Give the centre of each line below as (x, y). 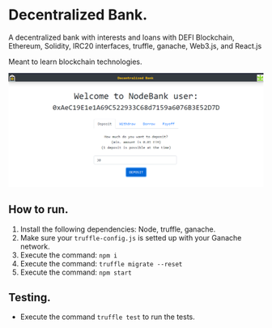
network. (35, 246)
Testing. (30, 298)
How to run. (38, 209)
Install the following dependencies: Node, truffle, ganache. (118, 229)
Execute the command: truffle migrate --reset (101, 263)
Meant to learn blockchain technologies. (75, 62)
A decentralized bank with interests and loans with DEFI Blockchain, (121, 37)
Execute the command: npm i (68, 255)
